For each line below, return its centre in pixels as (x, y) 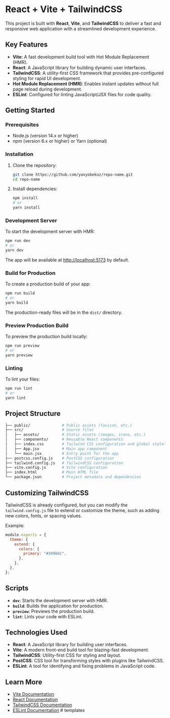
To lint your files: (23, 379)
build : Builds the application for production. (58, 606)
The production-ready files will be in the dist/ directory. (64, 312)
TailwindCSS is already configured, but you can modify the (67, 505)
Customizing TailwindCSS (47, 493)
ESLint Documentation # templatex (49, 710)
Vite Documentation (33, 694)
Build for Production (30, 273)
